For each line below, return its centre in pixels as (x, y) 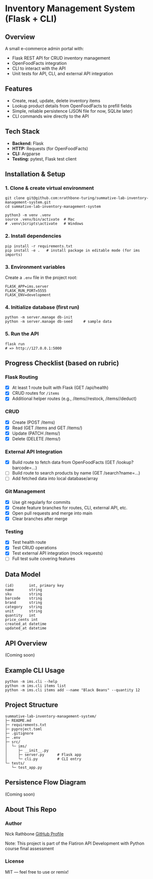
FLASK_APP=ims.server (27, 286)
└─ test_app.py (27, 767)
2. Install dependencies (33, 236)
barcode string (24, 599)
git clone (15, 198)
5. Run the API (22, 334)
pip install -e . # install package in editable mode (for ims (72, 250)
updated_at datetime (26, 628)
